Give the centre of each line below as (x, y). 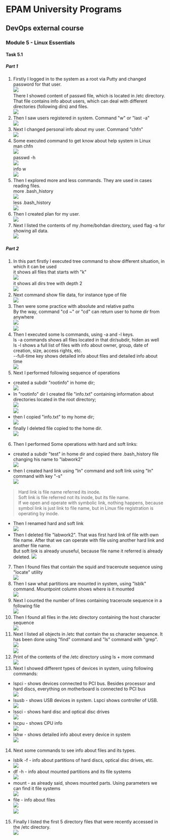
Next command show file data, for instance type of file (70, 295)
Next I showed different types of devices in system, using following (83, 669)
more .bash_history (33, 191)
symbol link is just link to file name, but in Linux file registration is (86, 508)
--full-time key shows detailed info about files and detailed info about (85, 356)
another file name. (32, 546)
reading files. (27, 186)
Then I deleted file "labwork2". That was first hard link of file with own (86, 535)
